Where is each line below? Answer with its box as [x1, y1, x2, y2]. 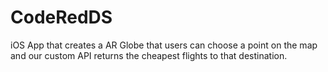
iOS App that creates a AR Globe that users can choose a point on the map [10, 39, 318, 51]
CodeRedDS [10, 6, 113, 29]
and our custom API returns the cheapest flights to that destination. [10, 49, 288, 61]
